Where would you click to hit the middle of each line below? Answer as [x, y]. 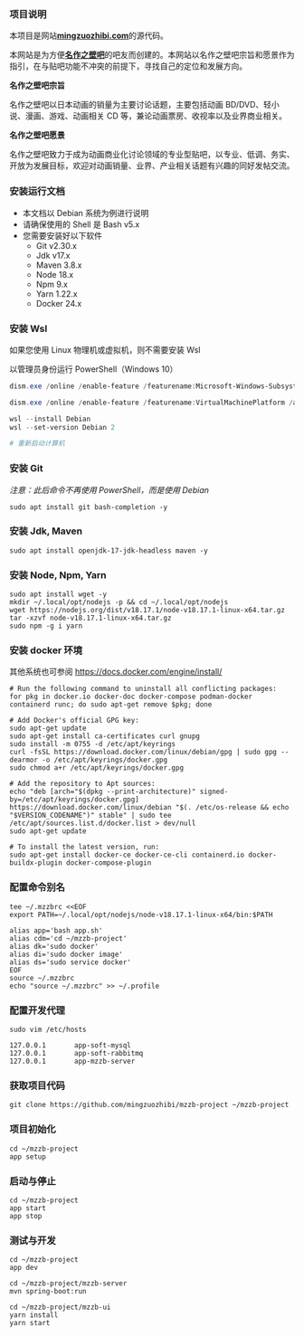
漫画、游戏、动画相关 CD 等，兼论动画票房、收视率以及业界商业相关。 [156, 116]
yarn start [30, 1323]
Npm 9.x [52, 284]
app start [28, 1208]
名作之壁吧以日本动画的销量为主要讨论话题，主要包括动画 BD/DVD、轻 [141, 105]
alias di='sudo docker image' [66, 954]
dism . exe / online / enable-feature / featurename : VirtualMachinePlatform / [152, 403]
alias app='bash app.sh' [56, 930]
